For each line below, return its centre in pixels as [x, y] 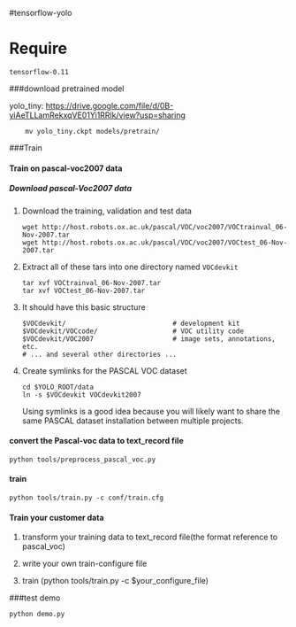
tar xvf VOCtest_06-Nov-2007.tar [83, 290]
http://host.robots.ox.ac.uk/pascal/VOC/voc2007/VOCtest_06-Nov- [165, 243]
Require [38, 49]
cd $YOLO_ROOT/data [58, 387]
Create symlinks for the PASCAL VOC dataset [104, 370]
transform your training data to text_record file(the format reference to [150, 537]
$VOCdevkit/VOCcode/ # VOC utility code [133, 331]
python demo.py [37, 615]
